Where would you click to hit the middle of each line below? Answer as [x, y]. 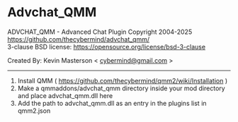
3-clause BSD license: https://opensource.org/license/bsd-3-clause [107, 47]
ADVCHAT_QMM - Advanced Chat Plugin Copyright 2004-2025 [100, 32]
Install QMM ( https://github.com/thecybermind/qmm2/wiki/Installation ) [123, 80]
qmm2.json [34, 111]
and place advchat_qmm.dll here [65, 95]
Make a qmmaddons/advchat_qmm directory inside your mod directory [121, 88]
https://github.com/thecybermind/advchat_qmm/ [79, 39]
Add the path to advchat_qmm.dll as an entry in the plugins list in [112, 103]
